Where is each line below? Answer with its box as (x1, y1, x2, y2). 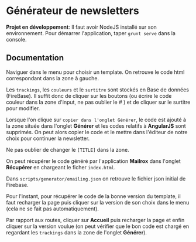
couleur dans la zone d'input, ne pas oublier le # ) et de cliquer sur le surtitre (6, 98, 191, 105)
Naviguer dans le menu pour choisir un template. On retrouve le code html (6, 69, 185, 76)
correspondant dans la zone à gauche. (6, 74, 99, 81)
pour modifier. (6, 104, 40, 112)
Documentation (6, 53, 64, 63)
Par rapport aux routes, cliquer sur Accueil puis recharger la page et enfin (6, 216, 185, 223)
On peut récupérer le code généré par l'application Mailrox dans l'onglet (6, 157, 181, 165)
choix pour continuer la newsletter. (6, 135, 90, 142)
